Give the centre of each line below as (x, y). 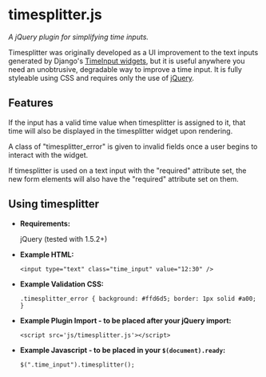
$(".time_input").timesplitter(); (77, 365)
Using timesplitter (54, 205)
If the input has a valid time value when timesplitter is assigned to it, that (127, 122)
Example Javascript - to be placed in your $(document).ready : (123, 350)
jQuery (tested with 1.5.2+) (64, 239)
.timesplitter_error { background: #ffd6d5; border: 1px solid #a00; (138, 299)
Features (31, 103)
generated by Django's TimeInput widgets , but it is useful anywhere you (127, 61)
